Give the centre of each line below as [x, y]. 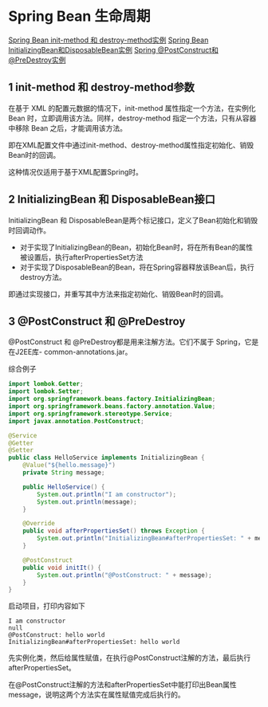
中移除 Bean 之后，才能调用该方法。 [68, 128]
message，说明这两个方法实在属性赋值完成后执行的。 [97, 695]
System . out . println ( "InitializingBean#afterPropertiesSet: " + [144, 539]
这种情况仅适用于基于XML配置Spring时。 [76, 171]
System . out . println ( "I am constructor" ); [107, 494]
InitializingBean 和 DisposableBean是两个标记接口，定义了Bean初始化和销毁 [133, 220]
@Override [39, 524]
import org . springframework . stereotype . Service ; [91, 414]
